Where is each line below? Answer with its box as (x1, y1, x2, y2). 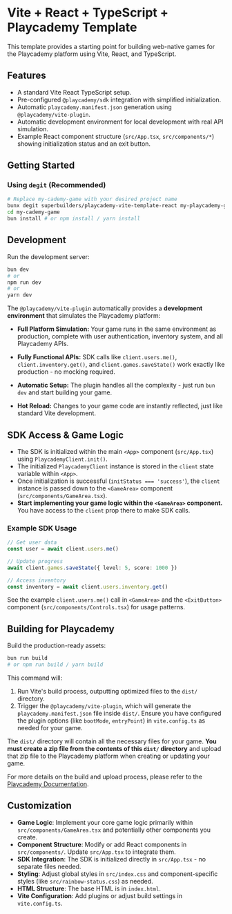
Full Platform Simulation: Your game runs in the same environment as (17, 325, 216, 333)
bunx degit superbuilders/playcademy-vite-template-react (7, 202, 177, 209)
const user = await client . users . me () (7, 546, 119, 553)
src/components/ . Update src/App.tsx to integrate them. (17, 848, 176, 856)
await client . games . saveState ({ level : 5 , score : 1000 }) (7, 564, 177, 571)
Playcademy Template (7, 19, 137, 35)
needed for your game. (17, 724, 83, 732)
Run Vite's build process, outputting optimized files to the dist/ (17, 687, 198, 696)
